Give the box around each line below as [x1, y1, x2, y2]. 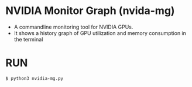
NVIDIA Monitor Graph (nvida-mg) [5, 4, 175, 18]
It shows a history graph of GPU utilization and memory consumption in [13, 29, 187, 36]
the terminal [13, 36, 43, 43]
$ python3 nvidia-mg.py [5, 75, 64, 81]
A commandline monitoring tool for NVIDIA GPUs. [13, 23, 133, 30]
